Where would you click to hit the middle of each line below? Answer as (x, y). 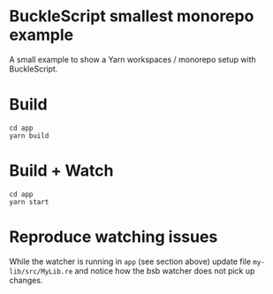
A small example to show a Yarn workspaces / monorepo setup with (133, 59)
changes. (26, 280)
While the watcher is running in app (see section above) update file (130, 261)
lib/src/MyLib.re (41, 271)
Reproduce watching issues (114, 237)
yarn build (29, 136)
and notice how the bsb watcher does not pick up (165, 270)
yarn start (29, 202)
